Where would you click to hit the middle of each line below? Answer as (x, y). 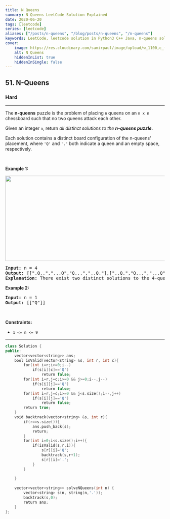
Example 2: (17, 287)
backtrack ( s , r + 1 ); (61, 455)
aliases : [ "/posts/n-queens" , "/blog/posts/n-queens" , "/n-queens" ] (79, 34)
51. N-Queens (27, 83)
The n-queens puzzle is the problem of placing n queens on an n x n (77, 113)
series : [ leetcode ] (26, 29)
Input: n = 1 (22, 297)
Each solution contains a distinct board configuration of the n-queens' (78, 138)
